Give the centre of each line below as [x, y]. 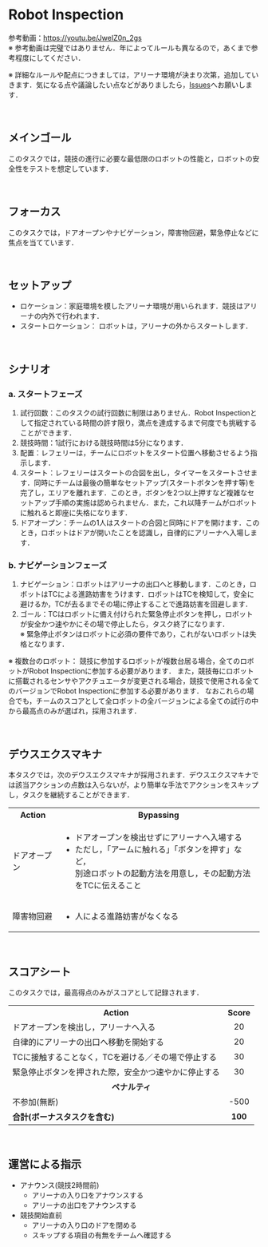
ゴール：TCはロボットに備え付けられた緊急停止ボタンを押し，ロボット [136, 614]
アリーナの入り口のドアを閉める [84, 1225]
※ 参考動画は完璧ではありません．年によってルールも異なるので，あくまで [130, 48]
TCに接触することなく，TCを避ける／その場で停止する [115, 1057]
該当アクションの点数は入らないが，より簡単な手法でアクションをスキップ [137, 785]
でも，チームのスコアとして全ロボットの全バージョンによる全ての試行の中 [137, 701]
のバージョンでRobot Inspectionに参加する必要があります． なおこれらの [128, 691]
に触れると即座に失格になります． [76, 513]
